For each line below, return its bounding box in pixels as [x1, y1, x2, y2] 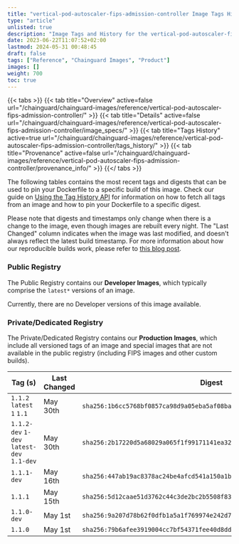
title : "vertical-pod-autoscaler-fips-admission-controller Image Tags [7, 10, 224, 18]
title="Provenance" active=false [7, 149, 101, 157]
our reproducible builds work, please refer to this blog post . [7, 245, 181, 253]
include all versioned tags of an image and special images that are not [7, 341, 213, 349]
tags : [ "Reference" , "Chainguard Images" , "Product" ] [7, 57, 171, 64]
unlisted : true [7, 23, 53, 31]
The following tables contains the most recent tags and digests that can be [7, 178, 227, 186]
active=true [7, 134, 41, 142]
